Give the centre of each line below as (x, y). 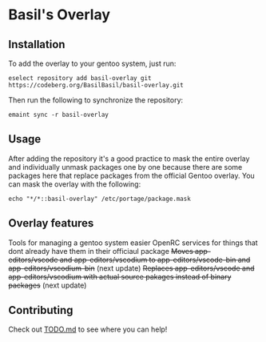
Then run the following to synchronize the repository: (96, 100)
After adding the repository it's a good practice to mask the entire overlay (129, 159)
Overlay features (51, 223)
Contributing (41, 310)
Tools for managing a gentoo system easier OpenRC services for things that (133, 243)
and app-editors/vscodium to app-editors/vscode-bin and (155, 260)
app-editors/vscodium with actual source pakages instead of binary (120, 276)
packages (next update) (48, 285)
